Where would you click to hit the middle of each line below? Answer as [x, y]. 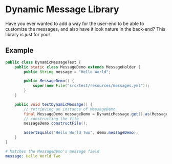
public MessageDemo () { [49, 81]
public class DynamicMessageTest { [43, 62]
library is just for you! [28, 34]
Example [19, 50]
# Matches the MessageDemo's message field [52, 151]
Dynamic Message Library [62, 9]
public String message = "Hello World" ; [67, 72]
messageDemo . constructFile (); [56, 124]
